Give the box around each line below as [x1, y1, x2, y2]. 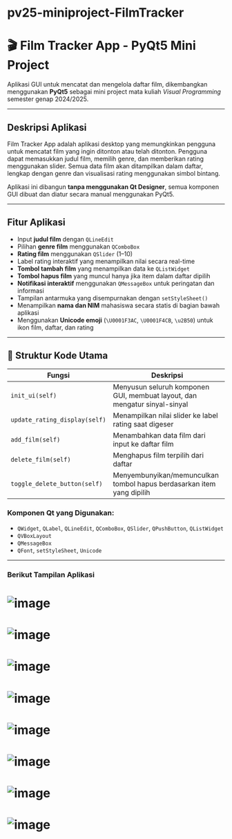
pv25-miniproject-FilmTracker [7, 5, 184, 21]
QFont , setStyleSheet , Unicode [17, 545, 102, 554]
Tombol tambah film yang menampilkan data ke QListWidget [17, 264, 190, 273]
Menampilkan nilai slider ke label [113, 411, 219, 420]
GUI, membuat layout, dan [113, 390, 197, 400]
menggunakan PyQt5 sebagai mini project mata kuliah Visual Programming [7, 88, 221, 96]
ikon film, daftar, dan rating [17, 323, 94, 332]
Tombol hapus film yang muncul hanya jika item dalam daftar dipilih [17, 271, 211, 280]
